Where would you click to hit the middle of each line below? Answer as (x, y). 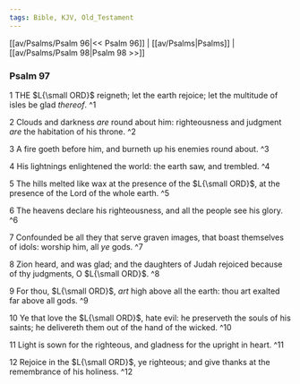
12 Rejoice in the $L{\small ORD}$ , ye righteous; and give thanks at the (140, 362)
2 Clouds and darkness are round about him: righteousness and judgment (146, 122)
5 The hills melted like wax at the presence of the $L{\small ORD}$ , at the (145, 183)
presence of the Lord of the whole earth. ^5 (90, 192)
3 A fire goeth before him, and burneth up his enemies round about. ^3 (139, 149)
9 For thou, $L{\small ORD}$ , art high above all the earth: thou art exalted (145, 291)
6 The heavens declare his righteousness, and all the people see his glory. (146, 210)
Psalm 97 (30, 75)
